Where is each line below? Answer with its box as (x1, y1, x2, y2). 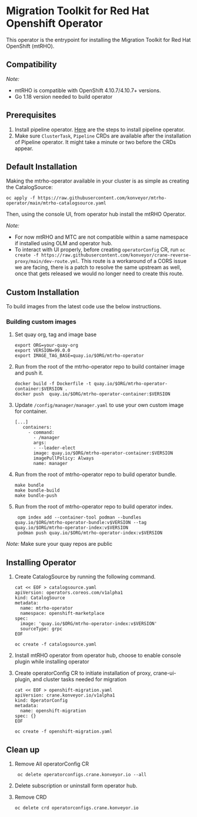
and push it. (14, 369, 44, 376)
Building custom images (6, 318, 76, 326)
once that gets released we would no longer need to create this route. (14, 270, 184, 277)
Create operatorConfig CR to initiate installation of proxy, (14, 669, 152, 677)
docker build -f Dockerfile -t (14, 381, 92, 387)
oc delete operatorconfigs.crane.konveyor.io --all (17, 772, 147, 778)
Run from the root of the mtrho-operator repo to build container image (14, 363, 185, 370)
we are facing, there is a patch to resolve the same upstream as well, (14, 264, 182, 271)
